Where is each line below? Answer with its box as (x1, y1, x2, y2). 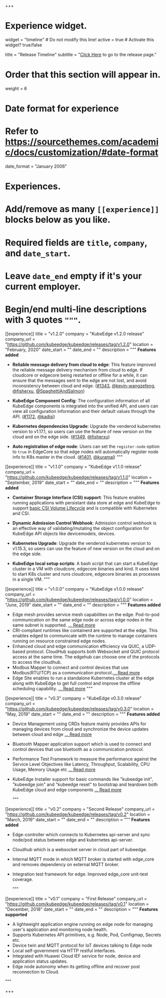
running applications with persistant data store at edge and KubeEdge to (12, 499, 161, 505)
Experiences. (5, 181, 61, 192)
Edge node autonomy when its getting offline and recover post (12, 963, 140, 969)
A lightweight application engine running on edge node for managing (12, 921, 153, 927)
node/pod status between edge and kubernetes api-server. (12, 837, 134, 843)
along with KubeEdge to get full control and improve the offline (12, 680, 140, 686)
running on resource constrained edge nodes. (12, 638, 107, 644)
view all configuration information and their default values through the (12, 408, 155, 414)
